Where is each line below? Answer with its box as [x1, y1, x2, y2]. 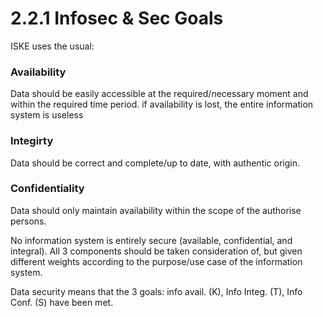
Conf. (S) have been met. [10, 296, 114, 308]
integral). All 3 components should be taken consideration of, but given [10, 245, 303, 257]
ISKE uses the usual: [10, 40, 95, 52]
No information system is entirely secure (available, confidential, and [10, 234, 293, 246]
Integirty [10, 134, 54, 148]
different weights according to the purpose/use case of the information [10, 255, 303, 267]
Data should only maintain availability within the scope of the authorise [10, 204, 302, 216]
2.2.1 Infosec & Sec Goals [10, 7, 224, 30]
